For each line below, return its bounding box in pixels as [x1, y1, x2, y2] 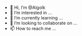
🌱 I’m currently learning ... [9, 15, 63, 20]
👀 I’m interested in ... [9, 10, 52, 16]
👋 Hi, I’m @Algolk [9, 5, 46, 10]
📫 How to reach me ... [9, 26, 56, 31]
